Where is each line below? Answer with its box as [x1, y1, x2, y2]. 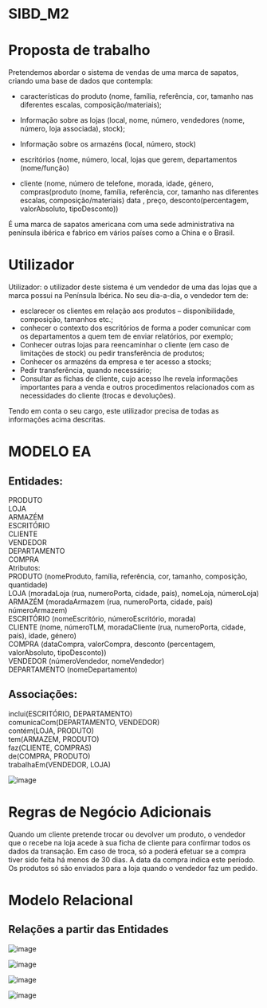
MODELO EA [8, 443, 92, 461]
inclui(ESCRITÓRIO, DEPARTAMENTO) [8, 708, 133, 718]
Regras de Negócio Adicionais [8, 803, 212, 822]
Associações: [8, 688, 78, 701]
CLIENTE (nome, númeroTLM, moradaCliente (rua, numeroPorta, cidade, [8, 622, 246, 632]
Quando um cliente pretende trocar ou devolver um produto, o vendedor [8, 830, 245, 839]
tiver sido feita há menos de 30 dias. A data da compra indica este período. [8, 854, 255, 865]
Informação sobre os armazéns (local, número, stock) [19, 139, 197, 149]
